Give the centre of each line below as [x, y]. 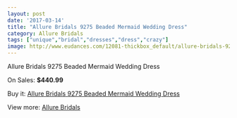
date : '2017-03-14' [36, 20]
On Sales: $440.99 [35, 80]
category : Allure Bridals [45, 33]
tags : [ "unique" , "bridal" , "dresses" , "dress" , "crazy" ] [88, 40]
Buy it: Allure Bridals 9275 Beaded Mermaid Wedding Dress [93, 93]
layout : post [26, 14]
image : [17, 46]
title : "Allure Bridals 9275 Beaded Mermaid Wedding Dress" [98, 27]
